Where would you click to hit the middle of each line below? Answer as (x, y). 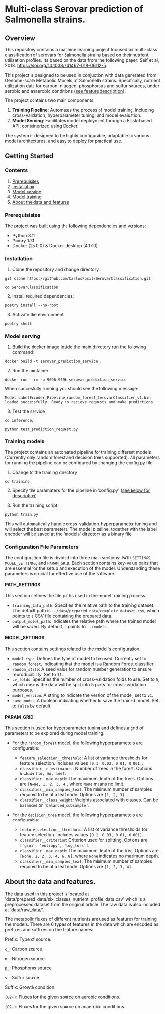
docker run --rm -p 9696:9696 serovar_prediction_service (66, 380)
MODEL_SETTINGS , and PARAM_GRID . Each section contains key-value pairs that (82, 563)
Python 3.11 (24, 235)
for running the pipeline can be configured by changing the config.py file (79, 462)
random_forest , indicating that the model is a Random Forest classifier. (83, 664)
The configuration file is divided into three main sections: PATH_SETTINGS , (78, 558)
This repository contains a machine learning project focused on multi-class (81, 50)
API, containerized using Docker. (45, 126)
